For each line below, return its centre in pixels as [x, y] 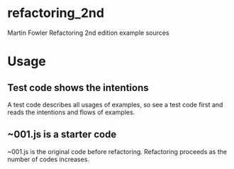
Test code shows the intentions [78, 88]
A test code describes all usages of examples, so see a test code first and [115, 104]
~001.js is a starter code [62, 135]
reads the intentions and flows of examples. [71, 112]
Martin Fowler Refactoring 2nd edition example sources [88, 33]
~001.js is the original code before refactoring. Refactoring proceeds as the [117, 151]
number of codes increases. [49, 159]
